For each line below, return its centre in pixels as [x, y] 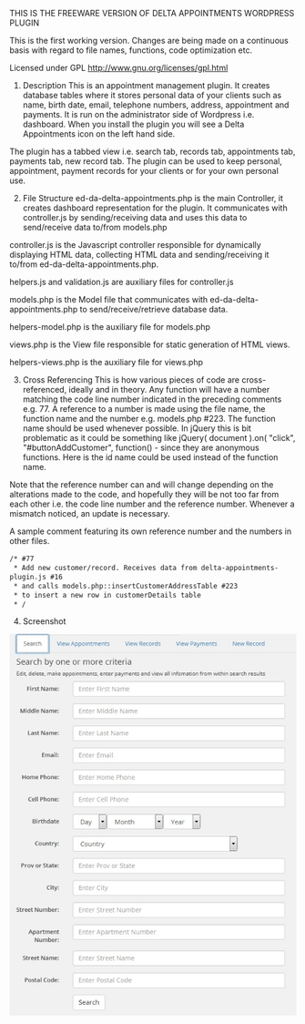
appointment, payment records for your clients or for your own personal [144, 171]
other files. [30, 541]
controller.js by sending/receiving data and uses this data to [135, 217]
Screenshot [44, 621]
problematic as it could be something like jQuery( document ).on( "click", [159, 438]
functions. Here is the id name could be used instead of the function [150, 457]
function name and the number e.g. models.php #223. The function [149, 419]
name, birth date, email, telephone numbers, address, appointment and [156, 105]
